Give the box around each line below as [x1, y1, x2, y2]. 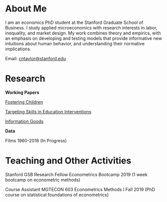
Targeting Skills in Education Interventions [5, 108, 92, 114]
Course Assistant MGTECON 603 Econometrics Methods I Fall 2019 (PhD [5, 186, 156, 192]
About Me [5, 3, 47, 14]
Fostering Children [5, 99, 43, 105]
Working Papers [5, 89, 39, 95]
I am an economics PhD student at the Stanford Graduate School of [5, 19, 144, 25]
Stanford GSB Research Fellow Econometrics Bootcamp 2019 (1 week [5, 171, 148, 177]
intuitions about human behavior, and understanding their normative [5, 40, 145, 46]
